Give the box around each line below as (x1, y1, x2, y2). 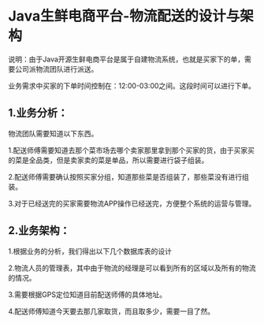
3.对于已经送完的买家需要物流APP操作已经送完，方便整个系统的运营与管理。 (8, 199, 256, 208)
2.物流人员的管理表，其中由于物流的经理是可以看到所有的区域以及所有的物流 (8, 263, 256, 273)
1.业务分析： (8, 106, 69, 120)
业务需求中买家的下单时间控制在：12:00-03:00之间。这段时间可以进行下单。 (8, 80, 256, 91)
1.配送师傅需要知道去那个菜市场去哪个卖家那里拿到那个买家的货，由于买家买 (8, 145, 255, 154)
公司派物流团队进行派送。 (14, 64, 99, 73)
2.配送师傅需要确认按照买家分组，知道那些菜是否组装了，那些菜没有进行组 (8, 172, 250, 181)
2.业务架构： (8, 224, 71, 237)
